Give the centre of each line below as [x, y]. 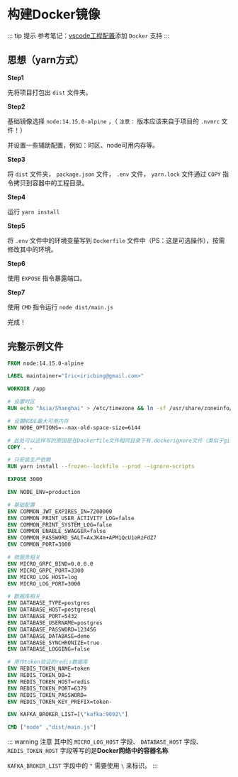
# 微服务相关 [24, 558]
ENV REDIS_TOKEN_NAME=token [49, 669]
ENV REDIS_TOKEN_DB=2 [39, 676]
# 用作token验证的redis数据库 [48, 662]
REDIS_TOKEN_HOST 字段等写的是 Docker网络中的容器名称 [88, 751]
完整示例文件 [35, 347]
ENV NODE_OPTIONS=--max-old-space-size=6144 [74, 428]
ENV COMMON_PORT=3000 [39, 545]
